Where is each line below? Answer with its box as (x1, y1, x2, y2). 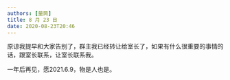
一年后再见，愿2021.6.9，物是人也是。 (7, 66, 116, 74)
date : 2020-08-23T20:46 (7, 23, 76, 29)
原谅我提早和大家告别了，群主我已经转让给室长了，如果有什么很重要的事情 (7, 42, 218, 51)
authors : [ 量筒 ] (7, 10, 51, 17)
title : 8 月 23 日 (7, 16, 58, 23)
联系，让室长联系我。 (36, 51, 97, 59)
